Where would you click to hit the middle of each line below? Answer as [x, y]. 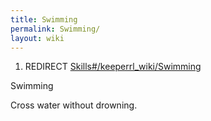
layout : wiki [37, 38]
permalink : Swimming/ [55, 29]
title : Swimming [44, 19]
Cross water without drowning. [74, 105]
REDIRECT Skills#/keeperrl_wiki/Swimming [113, 67]
